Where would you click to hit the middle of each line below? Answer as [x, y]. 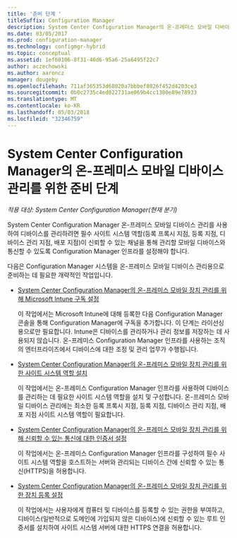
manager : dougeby [33, 79]
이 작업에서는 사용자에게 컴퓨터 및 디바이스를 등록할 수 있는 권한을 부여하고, [121, 510]
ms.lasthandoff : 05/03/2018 [49, 112]
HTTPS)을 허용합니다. [56, 471]
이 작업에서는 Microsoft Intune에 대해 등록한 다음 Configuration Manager [120, 313]
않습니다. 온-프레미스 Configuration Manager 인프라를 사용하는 [124, 340]
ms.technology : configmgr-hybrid [56, 47]
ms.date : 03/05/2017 [38, 34]
